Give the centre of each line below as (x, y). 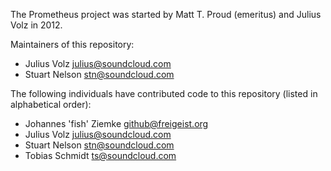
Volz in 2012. (36, 25)
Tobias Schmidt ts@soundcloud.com (100, 155)
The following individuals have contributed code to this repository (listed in (164, 93)
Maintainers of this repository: (72, 44)
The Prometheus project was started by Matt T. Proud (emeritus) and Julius (166, 14)
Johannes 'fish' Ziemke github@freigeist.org (116, 123)
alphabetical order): (51, 104)
